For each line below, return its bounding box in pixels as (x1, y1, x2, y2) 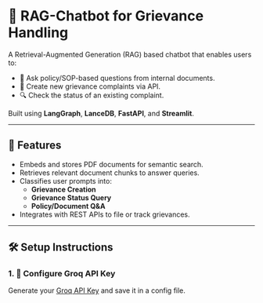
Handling (8, 24, 69, 42)
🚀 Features (8, 139, 62, 152)
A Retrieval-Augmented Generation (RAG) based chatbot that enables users (8, 49, 252, 59)
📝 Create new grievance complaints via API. (19, 82, 161, 91)
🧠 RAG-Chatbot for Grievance (8, 7, 204, 25)
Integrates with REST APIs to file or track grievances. (19, 210, 190, 219)
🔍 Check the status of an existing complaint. (19, 90, 164, 100)
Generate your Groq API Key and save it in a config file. (8, 286, 186, 295)
